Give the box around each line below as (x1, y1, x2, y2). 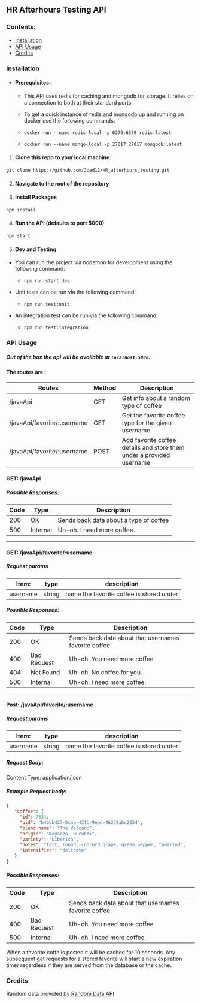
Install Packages (14, 193, 57, 201)
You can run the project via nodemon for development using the (14, 259, 173, 266)
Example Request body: (6, 787, 67, 795)
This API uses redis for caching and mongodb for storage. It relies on (23, 92, 194, 100)
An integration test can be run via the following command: (14, 312, 158, 319)
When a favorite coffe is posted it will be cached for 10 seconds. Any (6, 948, 175, 956)
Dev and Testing (14, 246, 57, 253)
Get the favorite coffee (121, 411, 185, 419)
